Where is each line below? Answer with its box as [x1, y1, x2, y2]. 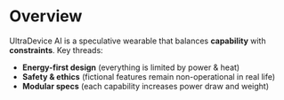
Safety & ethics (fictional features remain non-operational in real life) [21, 71, 276, 81]
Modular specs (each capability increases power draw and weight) [21, 81, 270, 91]
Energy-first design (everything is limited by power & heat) [21, 62, 240, 73]
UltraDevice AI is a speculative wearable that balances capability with [9, 35, 266, 46]
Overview [9, 6, 83, 27]
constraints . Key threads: [9, 44, 104, 55]
